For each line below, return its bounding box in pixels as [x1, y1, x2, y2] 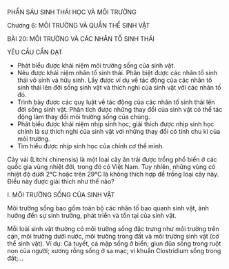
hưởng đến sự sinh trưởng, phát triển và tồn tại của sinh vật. [7, 212, 177, 219]
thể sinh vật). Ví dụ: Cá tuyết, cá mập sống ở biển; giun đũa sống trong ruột [7, 239, 221, 248]
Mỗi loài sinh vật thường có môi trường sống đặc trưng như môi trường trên [7, 225, 219, 232]
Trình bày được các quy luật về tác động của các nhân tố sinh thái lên [17, 98, 215, 106]
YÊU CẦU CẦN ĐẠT [7, 48, 63, 56]
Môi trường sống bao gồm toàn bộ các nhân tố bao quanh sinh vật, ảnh [7, 204, 209, 212]
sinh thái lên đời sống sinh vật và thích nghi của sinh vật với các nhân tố [17, 83, 221, 91]
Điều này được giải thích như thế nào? [7, 177, 115, 186]
